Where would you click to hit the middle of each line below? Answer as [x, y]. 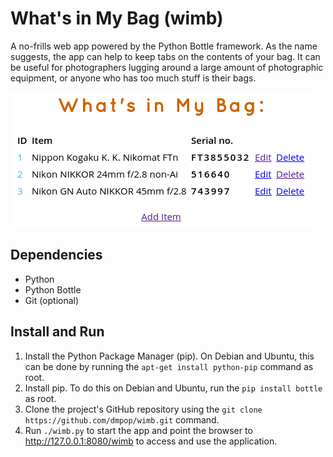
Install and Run [57, 332]
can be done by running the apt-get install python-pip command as [169, 366]
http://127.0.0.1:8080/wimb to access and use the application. [151, 441]
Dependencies [56, 255]
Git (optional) [52, 300]
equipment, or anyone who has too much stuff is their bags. [133, 78]
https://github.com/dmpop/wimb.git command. [122, 419]
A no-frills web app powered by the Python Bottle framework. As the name [164, 46]
